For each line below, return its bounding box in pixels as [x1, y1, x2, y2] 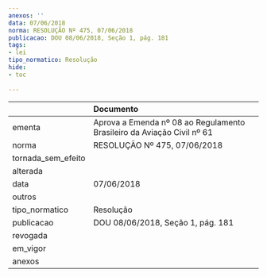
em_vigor [12, 243, 46, 254]
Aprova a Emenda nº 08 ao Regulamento [93, 117, 246, 128]
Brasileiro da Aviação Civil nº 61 [93, 126, 213, 137]
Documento [93, 103, 139, 114]
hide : [8, 63, 26, 71]
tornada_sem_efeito [12, 152, 86, 164]
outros [12, 191, 37, 202]
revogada [12, 229, 48, 240]
